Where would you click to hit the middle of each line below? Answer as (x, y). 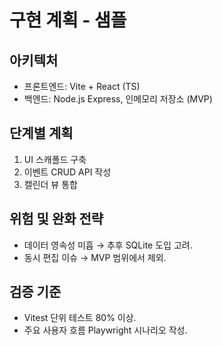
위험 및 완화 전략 (56, 219)
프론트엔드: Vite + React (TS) (82, 86)
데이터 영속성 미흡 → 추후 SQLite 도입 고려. (108, 245)
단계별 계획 (41, 133)
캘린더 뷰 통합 (50, 184)
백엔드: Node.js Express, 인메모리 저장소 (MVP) (118, 99)
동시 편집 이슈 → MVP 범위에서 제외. (95, 257)
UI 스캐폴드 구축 (55, 159)
